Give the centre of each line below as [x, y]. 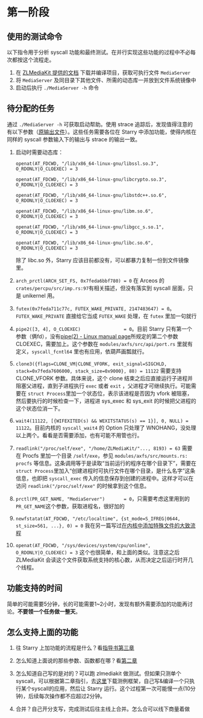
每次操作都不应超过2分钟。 [72, 696]
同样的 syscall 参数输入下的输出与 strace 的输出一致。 [74, 139]
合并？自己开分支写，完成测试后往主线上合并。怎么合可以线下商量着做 [103, 709]
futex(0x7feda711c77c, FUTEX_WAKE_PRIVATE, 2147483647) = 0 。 [95, 308]
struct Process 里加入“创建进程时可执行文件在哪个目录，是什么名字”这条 [105, 470]
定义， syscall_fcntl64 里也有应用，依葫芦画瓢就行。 [82, 351]
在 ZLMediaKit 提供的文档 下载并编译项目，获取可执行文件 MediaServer [103, 72]
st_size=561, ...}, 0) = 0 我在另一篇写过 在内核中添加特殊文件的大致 [103, 525]
